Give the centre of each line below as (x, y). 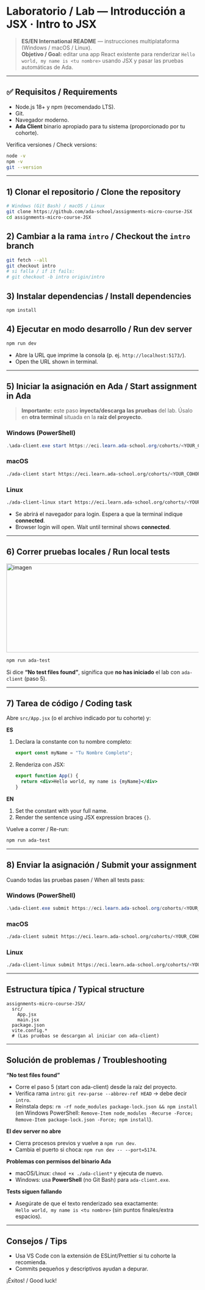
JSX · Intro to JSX (52, 24)
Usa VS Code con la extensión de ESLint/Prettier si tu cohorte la (95, 1256)
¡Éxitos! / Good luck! (31, 1281)
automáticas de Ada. (47, 67)
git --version (24, 167)
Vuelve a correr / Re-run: (38, 829)
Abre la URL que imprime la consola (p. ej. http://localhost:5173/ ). (100, 355)
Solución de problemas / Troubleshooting (87, 1061)
